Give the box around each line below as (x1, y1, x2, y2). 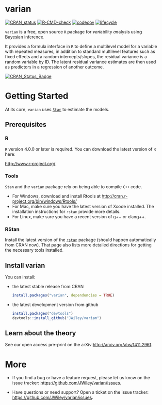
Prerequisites (5, 120, 47, 129)
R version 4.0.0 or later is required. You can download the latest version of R (5, 146, 156, 152)
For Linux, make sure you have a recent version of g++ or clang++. (12, 213, 146, 219)
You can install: (5, 274, 35, 280)
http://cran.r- (101, 193, 128, 199)
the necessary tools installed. (5, 247, 64, 253)
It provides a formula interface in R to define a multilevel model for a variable (5, 43, 158, 49)
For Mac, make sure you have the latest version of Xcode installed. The (12, 203, 154, 209)
